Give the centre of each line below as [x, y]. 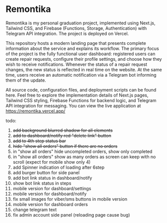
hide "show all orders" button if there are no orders [65, 146]
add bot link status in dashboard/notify [52, 178]
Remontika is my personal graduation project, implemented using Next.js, [81, 23]
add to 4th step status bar [39, 141]
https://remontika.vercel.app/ [36, 111]
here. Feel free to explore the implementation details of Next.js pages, [77, 95]
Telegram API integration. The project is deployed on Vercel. [67, 33]
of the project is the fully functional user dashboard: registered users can [81, 54]
